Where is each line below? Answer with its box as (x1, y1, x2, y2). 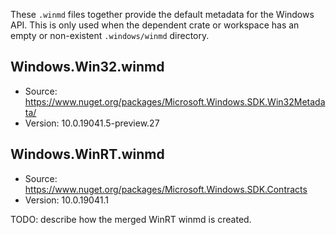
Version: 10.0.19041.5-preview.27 (24, 117, 160, 129)
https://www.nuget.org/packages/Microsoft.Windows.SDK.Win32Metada (24, 95, 326, 108)
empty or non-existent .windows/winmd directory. (10, 30, 210, 41)
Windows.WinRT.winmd (10, 146, 165, 163)
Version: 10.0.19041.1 (24, 194, 109, 206)
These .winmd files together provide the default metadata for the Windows (10, 9, 315, 20)
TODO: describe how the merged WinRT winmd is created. (10, 213, 252, 225)
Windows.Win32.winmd (10, 59, 165, 76)
